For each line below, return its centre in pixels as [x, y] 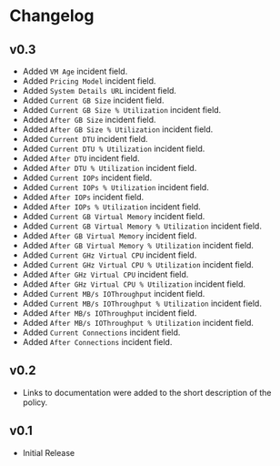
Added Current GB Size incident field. [93, 100]
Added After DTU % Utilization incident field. [110, 168]
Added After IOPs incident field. [83, 197]
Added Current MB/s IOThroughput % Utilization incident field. [142, 303]
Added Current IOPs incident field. [87, 177]
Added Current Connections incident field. [101, 332]
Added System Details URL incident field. [100, 91]
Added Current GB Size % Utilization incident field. [122, 110]
